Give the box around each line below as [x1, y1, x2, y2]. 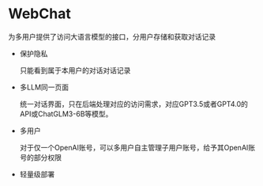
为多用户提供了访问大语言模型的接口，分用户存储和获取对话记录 [8, 32, 216, 41]
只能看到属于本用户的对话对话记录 [19, 65, 131, 75]
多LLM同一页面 [19, 82, 70, 92]
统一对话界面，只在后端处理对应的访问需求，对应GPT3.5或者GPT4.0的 [19, 99, 249, 108]
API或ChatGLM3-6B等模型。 [19, 108, 113, 119]
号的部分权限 [19, 152, 62, 162]
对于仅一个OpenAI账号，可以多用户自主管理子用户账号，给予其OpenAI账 [19, 142, 256, 152]
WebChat [8, 5, 71, 23]
